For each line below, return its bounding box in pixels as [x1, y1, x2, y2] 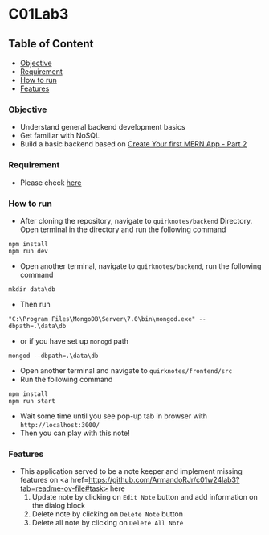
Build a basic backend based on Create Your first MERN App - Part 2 [19, 139, 247, 149]
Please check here [19, 178, 82, 187]
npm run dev [8, 247, 48, 255]
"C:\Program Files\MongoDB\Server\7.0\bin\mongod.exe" [8, 315, 196, 323]
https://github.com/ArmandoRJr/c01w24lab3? [88, 475, 240, 485]
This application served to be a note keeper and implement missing [19, 467, 243, 476]
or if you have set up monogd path [19, 335, 128, 346]
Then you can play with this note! [19, 428, 130, 438]
